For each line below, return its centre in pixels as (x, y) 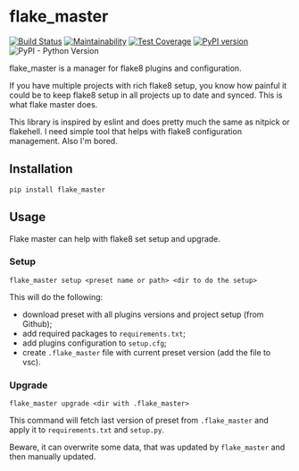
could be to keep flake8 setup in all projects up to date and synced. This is (146, 95)
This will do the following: (56, 296)
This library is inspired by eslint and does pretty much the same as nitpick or (149, 122)
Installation (41, 169)
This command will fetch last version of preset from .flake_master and (139, 420)
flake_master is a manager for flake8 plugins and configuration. (126, 68)
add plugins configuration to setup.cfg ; (94, 343)
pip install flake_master (57, 190)
